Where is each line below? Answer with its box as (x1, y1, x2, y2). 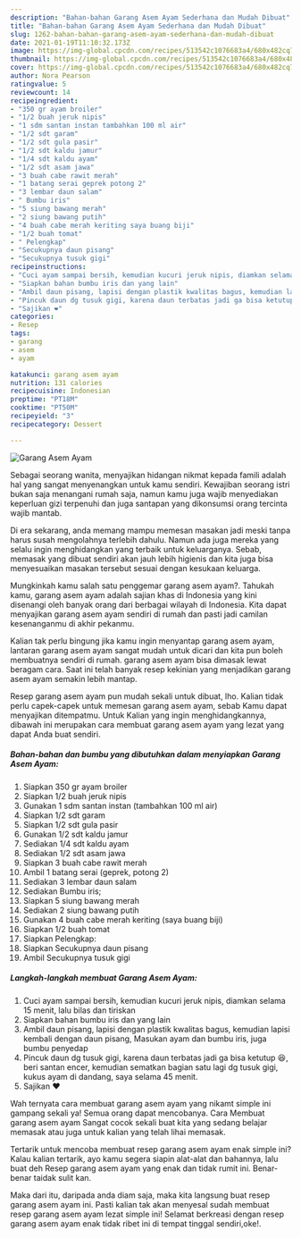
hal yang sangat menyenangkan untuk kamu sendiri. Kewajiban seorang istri (10, 479, 290, 490)
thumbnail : (10, 55, 51, 63)
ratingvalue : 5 (10, 80, 67, 88)
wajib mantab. (10, 507, 63, 518)
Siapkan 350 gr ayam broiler (22, 781, 128, 792)
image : (10, 46, 35, 55)
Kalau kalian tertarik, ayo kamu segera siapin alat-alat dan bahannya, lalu (10, 1153, 279, 1164)
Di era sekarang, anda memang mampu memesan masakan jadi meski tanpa (10, 525, 291, 535)
